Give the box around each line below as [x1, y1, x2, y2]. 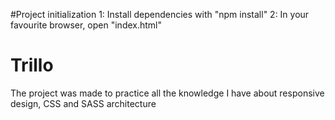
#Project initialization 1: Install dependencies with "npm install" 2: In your [10, 9, 310, 20]
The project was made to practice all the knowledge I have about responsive [10, 87, 325, 99]
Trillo [10, 54, 54, 77]
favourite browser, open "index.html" [10, 19, 163, 31]
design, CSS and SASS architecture [10, 97, 157, 109]
